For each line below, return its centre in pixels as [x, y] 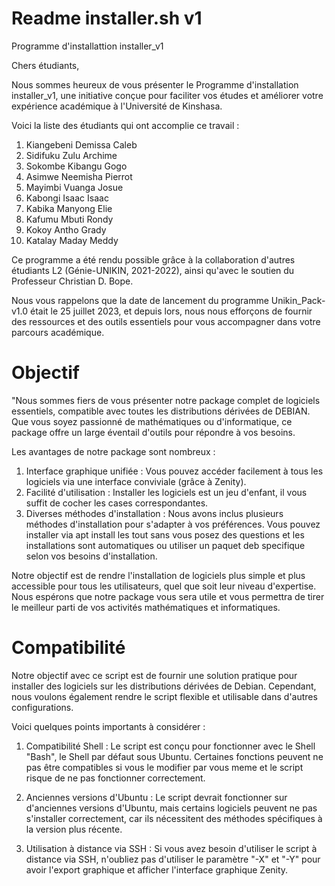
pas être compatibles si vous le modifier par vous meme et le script [164, 767]
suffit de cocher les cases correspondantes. [117, 503]
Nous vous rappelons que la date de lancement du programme [140, 300]
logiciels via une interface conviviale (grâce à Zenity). [136, 481]
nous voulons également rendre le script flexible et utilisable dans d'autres [164, 696]
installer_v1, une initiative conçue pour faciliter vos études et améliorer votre [167, 95]
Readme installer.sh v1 [107, 18]
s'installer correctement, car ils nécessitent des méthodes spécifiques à [174, 818]
